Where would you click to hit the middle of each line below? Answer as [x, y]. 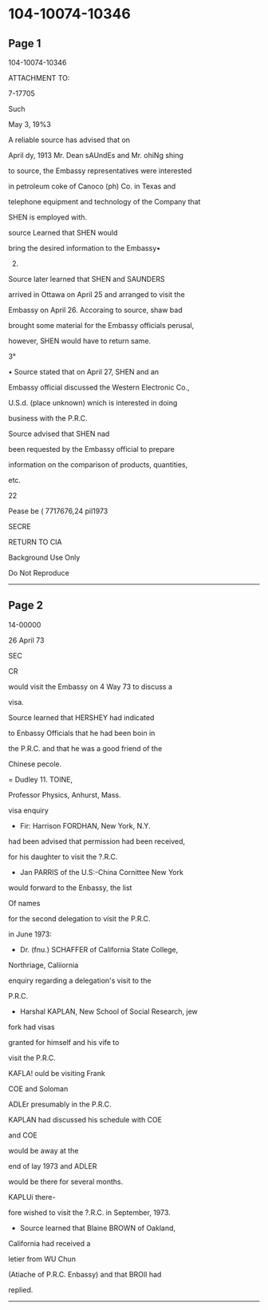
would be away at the [43, 1150]
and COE [23, 1135]
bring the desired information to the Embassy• [85, 248]
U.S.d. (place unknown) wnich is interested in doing [93, 403]
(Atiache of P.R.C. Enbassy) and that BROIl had [85, 1274]
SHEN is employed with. [48, 217]
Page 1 [25, 44]
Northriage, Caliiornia [43, 965]
